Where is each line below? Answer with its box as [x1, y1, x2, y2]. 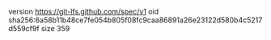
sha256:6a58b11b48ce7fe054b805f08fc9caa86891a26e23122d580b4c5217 [8, 15, 263, 25]
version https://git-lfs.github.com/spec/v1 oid [8, 7, 159, 16]
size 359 [40, 24, 70, 33]
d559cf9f [8, 24, 40, 33]
